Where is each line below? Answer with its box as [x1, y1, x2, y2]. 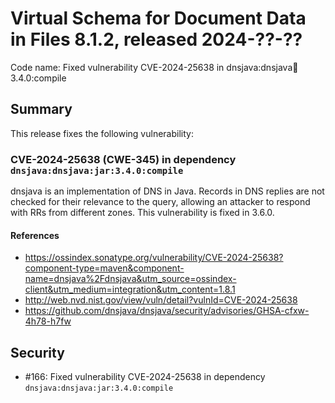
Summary [10, 101, 73, 118]
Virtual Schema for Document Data [10, 7, 307, 30]
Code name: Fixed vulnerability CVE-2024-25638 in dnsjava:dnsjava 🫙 [10, 61, 299, 73]
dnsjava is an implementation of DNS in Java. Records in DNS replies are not [10, 185, 325, 197]
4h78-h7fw [24, 315, 72, 327]
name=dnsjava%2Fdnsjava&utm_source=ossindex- [24, 273, 237, 285]
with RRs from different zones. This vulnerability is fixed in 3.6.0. [10, 207, 275, 219]
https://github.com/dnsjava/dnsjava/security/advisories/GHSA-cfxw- [24, 305, 310, 317]
